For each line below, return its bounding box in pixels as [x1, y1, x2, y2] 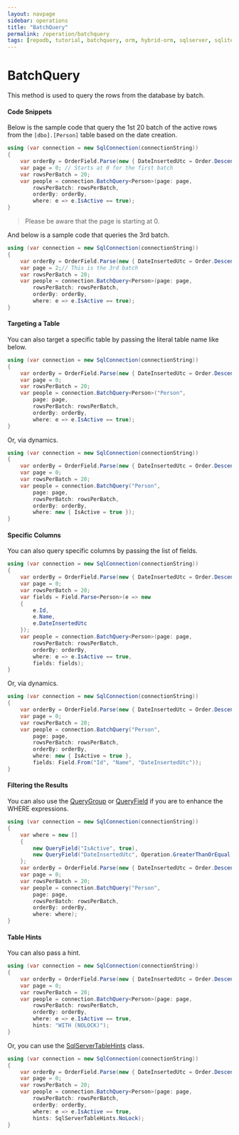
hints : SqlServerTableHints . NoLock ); [33, 1114, 144, 1121]
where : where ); [33, 911, 78, 918]
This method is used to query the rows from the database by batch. [7, 91, 205, 100]
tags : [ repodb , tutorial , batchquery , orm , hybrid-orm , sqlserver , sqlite [7, 37, 234, 44]
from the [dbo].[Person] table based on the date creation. [7, 131, 178, 139]
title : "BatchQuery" [7, 23, 69, 31]
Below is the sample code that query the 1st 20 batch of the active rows [7, 123, 218, 132]
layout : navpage [7, 10, 55, 18]
